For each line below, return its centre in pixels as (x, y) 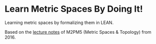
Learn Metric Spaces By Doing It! (74, 9)
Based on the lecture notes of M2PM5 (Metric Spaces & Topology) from (78, 32)
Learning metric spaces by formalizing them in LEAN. (59, 22)
